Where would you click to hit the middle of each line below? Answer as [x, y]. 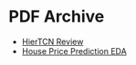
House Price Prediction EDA [74, 51]
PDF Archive [57, 17]
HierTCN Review [52, 42]
